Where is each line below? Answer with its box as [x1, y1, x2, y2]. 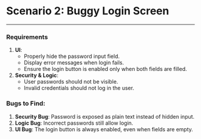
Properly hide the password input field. [23, 52, 120, 60]
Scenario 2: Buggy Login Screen [6, 4, 169, 18]
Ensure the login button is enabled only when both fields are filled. [23, 66, 187, 73]
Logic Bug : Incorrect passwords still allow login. [14, 119, 133, 126]
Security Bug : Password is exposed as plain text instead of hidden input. [14, 113, 195, 120]
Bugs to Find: [6, 100, 46, 108]
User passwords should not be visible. [23, 78, 118, 85]
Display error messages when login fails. [23, 59, 124, 66]
